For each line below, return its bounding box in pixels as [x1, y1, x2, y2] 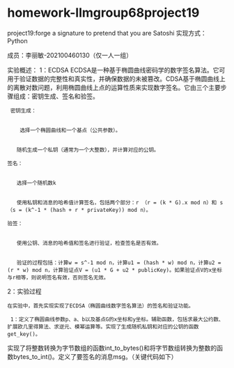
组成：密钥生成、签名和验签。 [13, 92, 99, 100]
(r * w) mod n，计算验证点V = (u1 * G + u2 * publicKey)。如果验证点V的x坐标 [7, 266, 223, 273]
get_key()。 [7, 330, 41, 337]
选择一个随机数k [16, 179, 56, 186]
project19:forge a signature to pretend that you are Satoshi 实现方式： [7, 29, 207, 37]
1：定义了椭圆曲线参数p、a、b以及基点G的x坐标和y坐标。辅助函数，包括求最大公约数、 [10, 316, 224, 323]
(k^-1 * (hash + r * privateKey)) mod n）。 [24, 206, 152, 213]
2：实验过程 [7, 287, 42, 296]
